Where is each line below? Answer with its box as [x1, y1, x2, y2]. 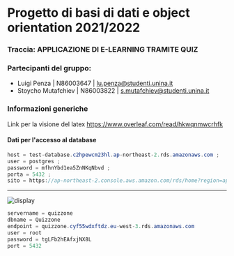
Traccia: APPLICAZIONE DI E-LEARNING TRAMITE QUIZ [7, 45, 198, 54]
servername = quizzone [7, 210, 73, 217]
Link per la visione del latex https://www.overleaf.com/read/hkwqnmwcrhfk [7, 120, 224, 128]
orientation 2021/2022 [7, 20, 141, 36]
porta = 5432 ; [7, 171, 52, 178]
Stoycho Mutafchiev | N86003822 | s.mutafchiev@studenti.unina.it [17, 86, 210, 95]
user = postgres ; [7, 158, 61, 165]
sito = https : [7, 177, 49, 184]
